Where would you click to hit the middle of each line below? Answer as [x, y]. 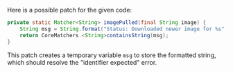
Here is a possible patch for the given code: [70, 10]
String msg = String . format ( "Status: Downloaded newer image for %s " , [124, 29]
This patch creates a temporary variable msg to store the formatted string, [112, 55]
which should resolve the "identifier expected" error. [82, 62]
